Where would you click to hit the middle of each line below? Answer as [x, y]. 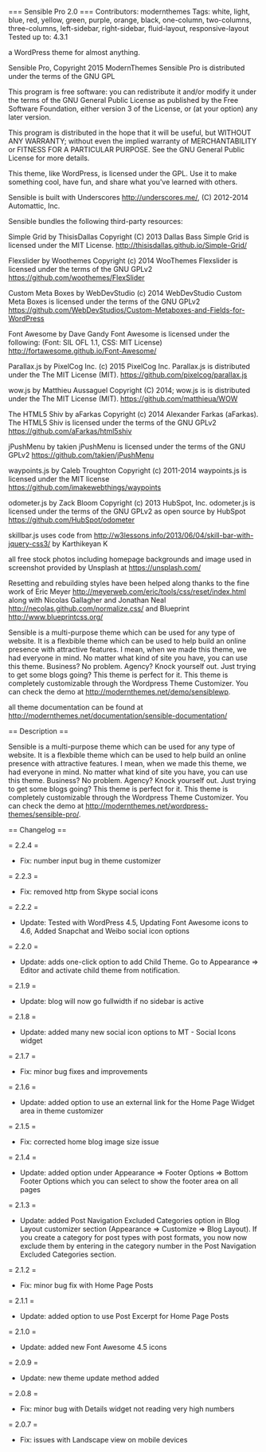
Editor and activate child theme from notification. [100, 970]
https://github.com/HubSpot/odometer [72, 520]
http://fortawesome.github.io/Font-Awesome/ [82, 351]
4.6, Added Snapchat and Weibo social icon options [104, 931]
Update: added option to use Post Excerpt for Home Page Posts [124, 1316]
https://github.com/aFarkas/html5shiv [70, 431]
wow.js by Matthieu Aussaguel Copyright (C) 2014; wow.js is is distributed [129, 390]
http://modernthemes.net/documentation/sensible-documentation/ [118, 716]
